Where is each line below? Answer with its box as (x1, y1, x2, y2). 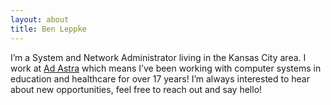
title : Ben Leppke (10, 24, 87, 34)
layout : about (10, 14, 70, 25)
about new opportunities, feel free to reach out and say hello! (10, 83, 263, 95)
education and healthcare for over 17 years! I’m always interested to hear (10, 72, 310, 85)
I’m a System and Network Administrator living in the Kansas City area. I (10, 51, 307, 63)
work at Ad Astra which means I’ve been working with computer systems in (10, 62, 322, 74)
